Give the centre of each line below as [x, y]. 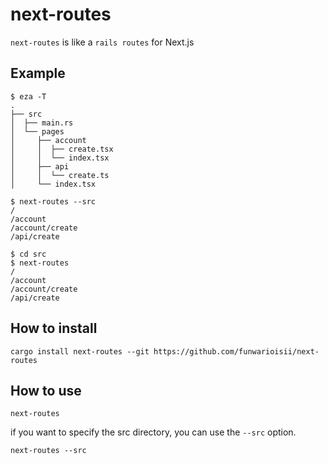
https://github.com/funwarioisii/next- [236, 351]
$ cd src [28, 254]
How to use [46, 390]
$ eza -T [28, 96]
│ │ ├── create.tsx [62, 149]
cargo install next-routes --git [80, 351]
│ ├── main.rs [42, 123]
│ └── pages [37, 131]
